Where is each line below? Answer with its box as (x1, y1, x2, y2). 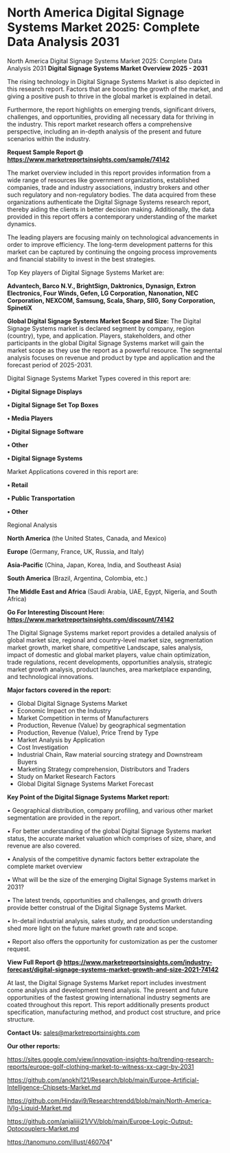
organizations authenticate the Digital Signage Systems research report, (7, 197, 211, 206)
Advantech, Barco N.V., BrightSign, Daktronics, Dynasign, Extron (7, 281, 196, 290)
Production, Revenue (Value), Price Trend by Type (16, 728, 159, 737)
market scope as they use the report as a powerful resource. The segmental (7, 346, 222, 354)
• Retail (7, 480, 29, 489)
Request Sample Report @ (7, 148, 84, 156)
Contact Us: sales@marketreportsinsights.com (7, 1028, 141, 1037)
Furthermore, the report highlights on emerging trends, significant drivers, (7, 105, 216, 114)
